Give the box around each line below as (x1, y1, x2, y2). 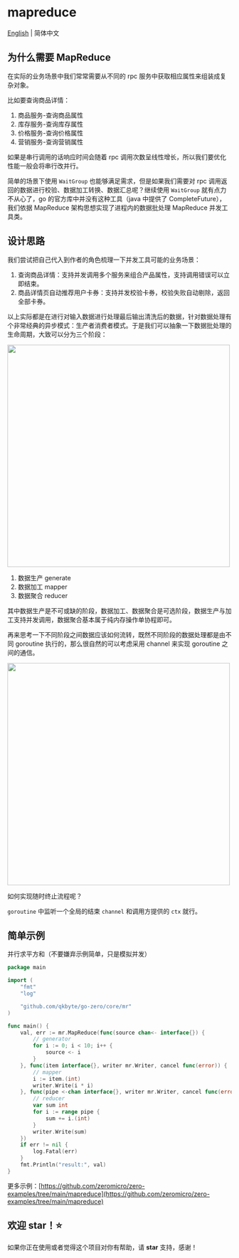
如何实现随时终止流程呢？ (7, 892, 83, 900)
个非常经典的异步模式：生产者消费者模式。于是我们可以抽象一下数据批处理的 (7, 321, 232, 329)
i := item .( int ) (33, 1075, 81, 1082)
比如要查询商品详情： (7, 95, 70, 104)
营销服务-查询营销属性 (17, 137, 84, 146)
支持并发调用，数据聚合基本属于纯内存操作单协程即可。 (13, 615, 176, 624)
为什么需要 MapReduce (7, 51, 112, 64)
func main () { (7, 1022, 50, 1030)
